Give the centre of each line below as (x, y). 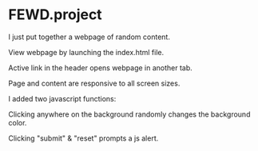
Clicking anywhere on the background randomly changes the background (129, 114)
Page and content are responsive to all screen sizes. (94, 83)
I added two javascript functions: (62, 98)
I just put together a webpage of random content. (89, 37)
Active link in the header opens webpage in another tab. (101, 68)
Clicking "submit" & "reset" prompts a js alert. (83, 138)
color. (18, 122)
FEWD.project (55, 15)
